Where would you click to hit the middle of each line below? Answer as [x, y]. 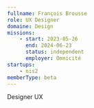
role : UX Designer [33, 20]
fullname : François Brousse [47, 13]
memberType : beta [32, 77]
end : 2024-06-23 [48, 45]
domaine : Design [30, 26]
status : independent [55, 52]
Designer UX [25, 97]
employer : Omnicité [53, 58]
